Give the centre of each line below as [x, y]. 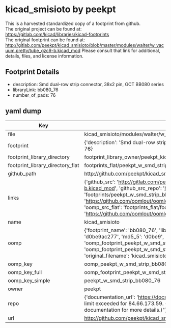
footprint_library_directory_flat [44, 165]
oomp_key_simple [29, 280]
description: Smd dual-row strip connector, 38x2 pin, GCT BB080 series [88, 84]
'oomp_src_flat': [103, 207]
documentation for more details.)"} [125, 310]
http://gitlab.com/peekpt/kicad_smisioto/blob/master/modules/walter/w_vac [85, 45]
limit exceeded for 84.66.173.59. [124, 303]
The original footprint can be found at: [45, 40]
